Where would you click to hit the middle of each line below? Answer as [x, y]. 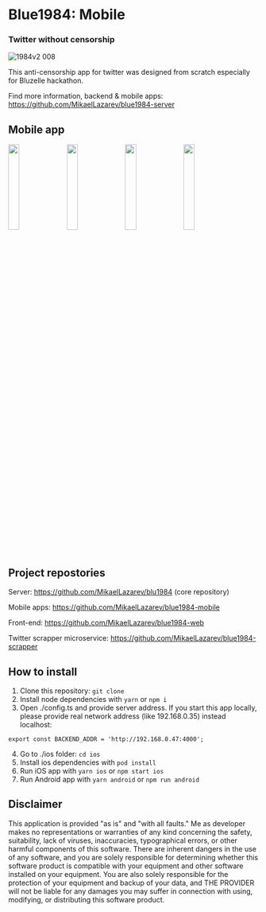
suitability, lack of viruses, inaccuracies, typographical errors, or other [123, 840]
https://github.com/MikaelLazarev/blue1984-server [92, 104]
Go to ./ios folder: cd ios [60, 754]
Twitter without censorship [62, 40]
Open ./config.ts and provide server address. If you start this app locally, [138, 707]
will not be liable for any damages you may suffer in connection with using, [131, 891]
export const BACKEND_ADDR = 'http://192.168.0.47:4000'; [106, 739]
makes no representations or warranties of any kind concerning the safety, [130, 832]
